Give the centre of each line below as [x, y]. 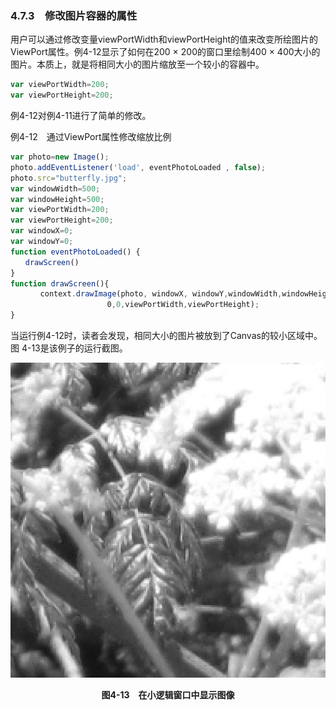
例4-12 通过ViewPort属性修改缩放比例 [91, 137]
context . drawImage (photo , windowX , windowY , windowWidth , [161, 294]
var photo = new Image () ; [60, 157]
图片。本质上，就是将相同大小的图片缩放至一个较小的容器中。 [137, 64]
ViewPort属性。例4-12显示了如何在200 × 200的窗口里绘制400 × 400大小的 [165, 52]
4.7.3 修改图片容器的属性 [74, 15]
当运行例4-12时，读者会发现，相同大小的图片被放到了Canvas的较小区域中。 [166, 336]
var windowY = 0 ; [42, 242]
